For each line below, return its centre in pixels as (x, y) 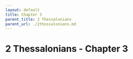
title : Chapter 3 (24, 15)
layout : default (22, 10)
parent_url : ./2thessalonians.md (41, 24)
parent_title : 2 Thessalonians (38, 19)
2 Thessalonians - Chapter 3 (67, 49)
